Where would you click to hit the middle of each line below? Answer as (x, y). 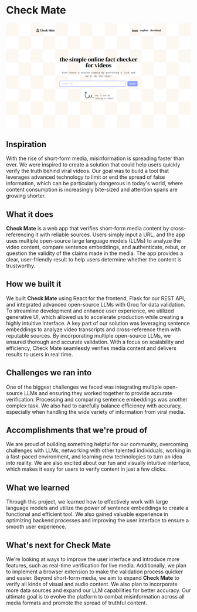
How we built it (34, 284)
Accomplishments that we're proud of (77, 431)
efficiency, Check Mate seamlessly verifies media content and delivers (91, 348)
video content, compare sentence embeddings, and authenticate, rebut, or (96, 247)
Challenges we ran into (49, 373)
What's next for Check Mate (59, 545)
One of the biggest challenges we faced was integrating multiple (84, 387)
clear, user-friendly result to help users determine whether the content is (94, 260)
